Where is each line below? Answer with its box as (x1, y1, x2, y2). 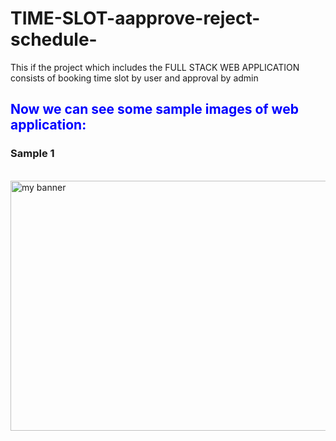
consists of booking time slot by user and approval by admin (10, 72, 259, 84)
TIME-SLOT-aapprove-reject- (10, 7, 261, 30)
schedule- (10, 28, 98, 51)
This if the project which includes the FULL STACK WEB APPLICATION (10, 61, 300, 73)
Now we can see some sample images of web (10, 101, 299, 118)
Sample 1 (10, 147, 55, 161)
